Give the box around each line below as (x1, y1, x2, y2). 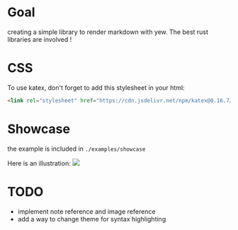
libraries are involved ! (7, 35, 72, 43)
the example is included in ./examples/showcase (7, 144, 146, 153)
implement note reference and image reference (17, 207, 156, 216)
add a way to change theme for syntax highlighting (17, 214, 166, 223)
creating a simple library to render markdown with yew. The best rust (7, 28, 209, 36)
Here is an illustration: (7, 159, 71, 167)
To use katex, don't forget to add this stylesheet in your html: (7, 83, 186, 92)
